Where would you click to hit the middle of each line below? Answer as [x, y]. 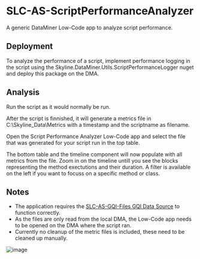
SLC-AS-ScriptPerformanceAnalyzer [100, 11]
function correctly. [38, 213]
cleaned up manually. [41, 238]
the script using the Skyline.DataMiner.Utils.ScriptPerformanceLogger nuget [100, 67]
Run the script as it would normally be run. [58, 106]
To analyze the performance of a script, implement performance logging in [98, 60]
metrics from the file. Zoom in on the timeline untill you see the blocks [92, 160]
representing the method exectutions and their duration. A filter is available [99, 167]
